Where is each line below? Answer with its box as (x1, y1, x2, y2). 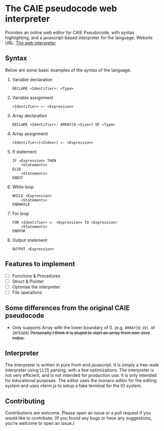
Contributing (5, 397, 45, 405)
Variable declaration (12, 76, 53, 82)
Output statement (12, 237, 48, 243)
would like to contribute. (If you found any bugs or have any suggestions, (5, 415, 152, 421)
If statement (12, 149, 37, 155)
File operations (12, 289, 42, 295)
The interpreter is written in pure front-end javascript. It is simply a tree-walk (5, 362, 159, 368)
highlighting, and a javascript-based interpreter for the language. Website (5, 35, 153, 41)
